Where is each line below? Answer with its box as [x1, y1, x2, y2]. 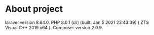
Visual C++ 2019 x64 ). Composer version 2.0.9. [5, 24, 103, 30]
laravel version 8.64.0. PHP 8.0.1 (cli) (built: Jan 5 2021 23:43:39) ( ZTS [5, 19, 149, 25]
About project [5, 3, 63, 15]
